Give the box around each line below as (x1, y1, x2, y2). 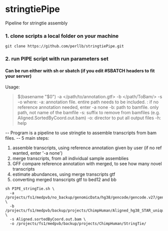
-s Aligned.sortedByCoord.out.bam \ (9, 217, 86, 222)
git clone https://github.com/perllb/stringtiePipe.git (5, 44, 124, 49)
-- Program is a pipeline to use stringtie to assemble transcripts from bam (5, 130, 156, 136)
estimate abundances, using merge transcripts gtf (12, 171, 115, 178)
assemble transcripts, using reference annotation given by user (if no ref (12, 145, 162, 151)
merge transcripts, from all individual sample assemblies (12, 156, 129, 162)
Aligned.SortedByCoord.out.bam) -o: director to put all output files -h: (17, 115, 161, 121)
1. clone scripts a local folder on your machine (5, 32, 119, 39)
